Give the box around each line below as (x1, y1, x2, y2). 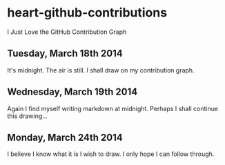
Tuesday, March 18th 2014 (7, 48, 123, 59)
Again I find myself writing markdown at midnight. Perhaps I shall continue (7, 104, 219, 113)
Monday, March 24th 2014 (7, 131, 123, 143)
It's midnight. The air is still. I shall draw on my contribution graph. (7, 66, 195, 74)
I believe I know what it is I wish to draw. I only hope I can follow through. (7, 150, 215, 158)
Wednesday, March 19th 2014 (7, 86, 138, 98)
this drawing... (7, 112, 48, 120)
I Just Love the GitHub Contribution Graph (7, 28, 127, 36)
